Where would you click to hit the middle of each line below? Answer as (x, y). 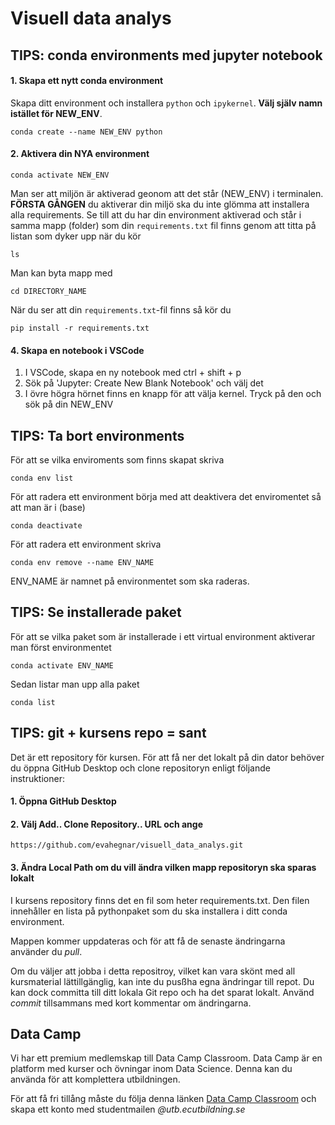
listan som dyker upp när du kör (76, 236)
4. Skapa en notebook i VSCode (77, 350)
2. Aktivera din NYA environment (80, 154)
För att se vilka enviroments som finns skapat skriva (117, 460)
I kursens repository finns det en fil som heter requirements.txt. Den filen (160, 900)
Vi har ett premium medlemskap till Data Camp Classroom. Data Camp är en (166, 1058)
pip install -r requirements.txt (80, 328)
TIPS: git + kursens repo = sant (108, 733)
